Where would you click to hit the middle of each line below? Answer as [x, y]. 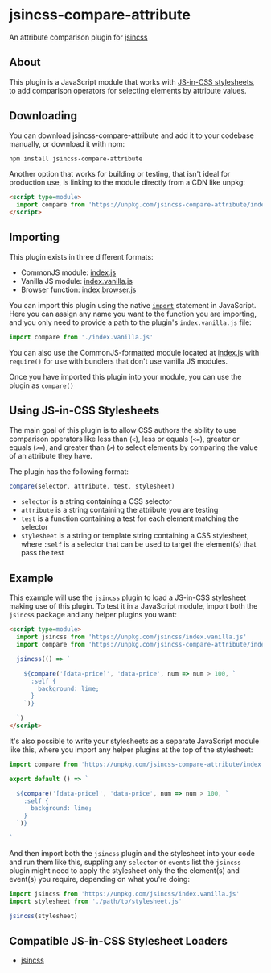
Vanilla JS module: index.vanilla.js [77, 281]
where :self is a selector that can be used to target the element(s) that [138, 544]
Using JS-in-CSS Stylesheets [84, 411]
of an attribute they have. [51, 455]
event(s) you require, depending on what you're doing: [99, 879]
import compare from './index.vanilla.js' [81, 337]
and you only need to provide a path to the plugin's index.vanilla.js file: [130, 322]
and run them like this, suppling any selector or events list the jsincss [125, 862]
